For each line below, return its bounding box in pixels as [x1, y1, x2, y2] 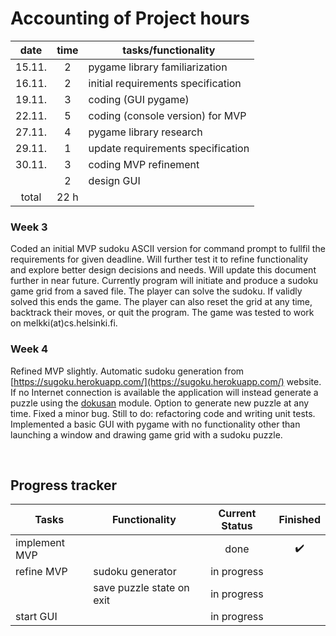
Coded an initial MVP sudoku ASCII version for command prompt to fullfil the [10, 243, 326, 255]
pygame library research [88, 125, 203, 139]
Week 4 [10, 342, 49, 356]
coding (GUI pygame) [88, 92, 190, 106]
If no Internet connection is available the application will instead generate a [10, 386, 319, 398]
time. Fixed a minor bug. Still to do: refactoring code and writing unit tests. [10, 407, 316, 419]
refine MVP [15, 565, 68, 579]
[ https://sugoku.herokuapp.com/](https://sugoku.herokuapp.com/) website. [10, 375, 322, 387]
